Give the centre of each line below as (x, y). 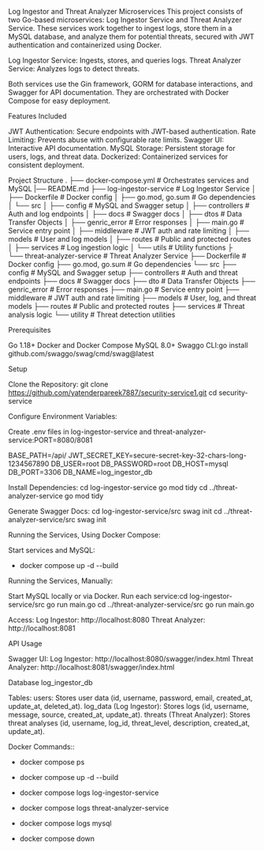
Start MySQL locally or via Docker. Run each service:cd (98, 596)
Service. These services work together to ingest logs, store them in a (120, 28)
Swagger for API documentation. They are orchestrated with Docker (119, 92)
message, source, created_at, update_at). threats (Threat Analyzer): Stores (129, 715)
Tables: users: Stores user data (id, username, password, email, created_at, (130, 698)
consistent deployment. (46, 165)
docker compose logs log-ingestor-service (89, 793)
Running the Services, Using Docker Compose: (85, 535)
